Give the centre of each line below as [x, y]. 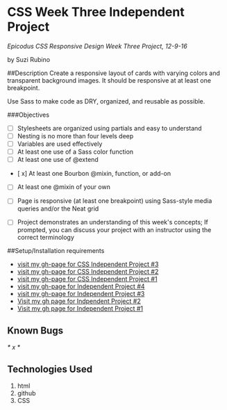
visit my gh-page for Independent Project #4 [81, 286]
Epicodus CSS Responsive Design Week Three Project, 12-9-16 [97, 46]
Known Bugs [35, 330]
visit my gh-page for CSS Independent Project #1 [87, 279]
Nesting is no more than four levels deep [75, 136]
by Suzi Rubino [29, 59]
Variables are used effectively [60, 144]
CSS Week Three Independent [96, 12]
